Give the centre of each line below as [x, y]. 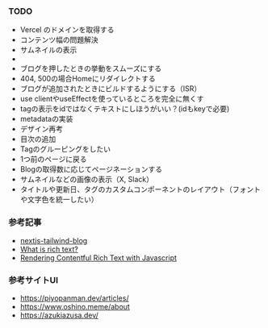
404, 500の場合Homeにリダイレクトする [88, 79]
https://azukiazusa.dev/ [59, 315]
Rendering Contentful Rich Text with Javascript [98, 257]
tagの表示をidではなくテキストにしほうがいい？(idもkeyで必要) [125, 109]
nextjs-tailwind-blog [54, 240]
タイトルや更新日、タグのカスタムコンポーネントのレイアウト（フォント [140, 189]
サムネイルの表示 [48, 50]
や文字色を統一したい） [59, 200]
